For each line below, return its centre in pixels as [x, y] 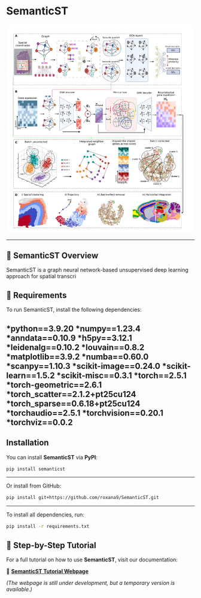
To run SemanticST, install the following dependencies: [74, 309]
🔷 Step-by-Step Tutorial [51, 545]
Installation [28, 443]
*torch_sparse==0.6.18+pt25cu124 [73, 403]
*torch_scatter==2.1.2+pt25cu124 [71, 394]
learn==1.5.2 [31, 375]
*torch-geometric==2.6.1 [54, 385]
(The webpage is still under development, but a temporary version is [91, 582]
